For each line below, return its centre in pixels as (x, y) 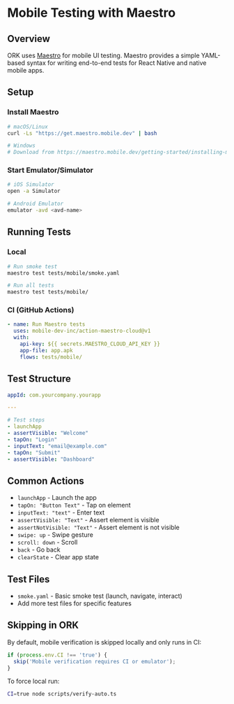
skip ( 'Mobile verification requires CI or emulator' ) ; (95, 661)
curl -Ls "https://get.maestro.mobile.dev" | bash (82, 133)
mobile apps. (26, 70)
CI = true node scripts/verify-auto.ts (62, 694)
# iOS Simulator (31, 185)
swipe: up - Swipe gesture (55, 535)
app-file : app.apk (46, 350)
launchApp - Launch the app (57, 498)
